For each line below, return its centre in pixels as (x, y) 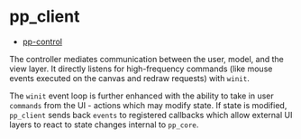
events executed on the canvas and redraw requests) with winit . (129, 78)
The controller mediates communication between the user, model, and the (146, 59)
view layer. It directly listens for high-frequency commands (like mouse (141, 69)
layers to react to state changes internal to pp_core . (104, 125)
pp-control (42, 42)
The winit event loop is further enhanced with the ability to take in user (142, 96)
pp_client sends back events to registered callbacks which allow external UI (151, 115)
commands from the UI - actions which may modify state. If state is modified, (148, 105)
